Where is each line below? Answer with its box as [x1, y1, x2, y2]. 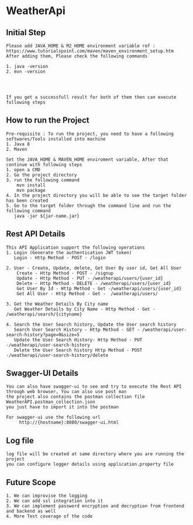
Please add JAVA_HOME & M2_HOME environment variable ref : [6, 43, 156, 49]
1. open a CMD [6, 167, 41, 172]
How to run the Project [6, 116, 89, 126]
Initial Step [6, 28, 46, 38]
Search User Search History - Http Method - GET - [13, 327, 140, 333]
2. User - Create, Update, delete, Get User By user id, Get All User [6, 265, 182, 271]
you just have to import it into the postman [6, 404, 119, 410]
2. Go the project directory [6, 172, 77, 178]
